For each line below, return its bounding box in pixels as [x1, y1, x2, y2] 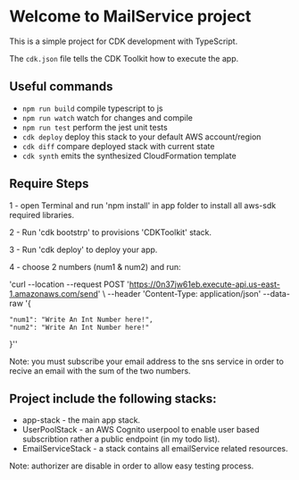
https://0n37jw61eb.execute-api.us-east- [129, 279, 281, 290]
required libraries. [9, 209, 75, 220]
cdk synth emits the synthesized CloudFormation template [21, 150, 237, 161]
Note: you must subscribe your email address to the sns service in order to [9, 356, 284, 366]
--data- [262, 288, 290, 299]
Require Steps [9, 176, 89, 191]
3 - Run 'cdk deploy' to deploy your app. [9, 244, 158, 255]
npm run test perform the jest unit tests [21, 122, 168, 132]
